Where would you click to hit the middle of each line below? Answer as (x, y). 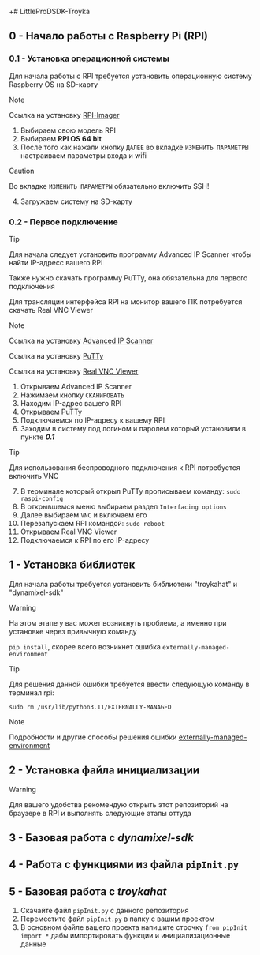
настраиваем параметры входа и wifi (83, 155)
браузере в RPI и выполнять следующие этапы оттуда (100, 813)
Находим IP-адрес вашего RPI (71, 403)
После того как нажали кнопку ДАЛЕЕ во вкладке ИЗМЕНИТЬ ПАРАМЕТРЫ (134, 147)
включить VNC (34, 476)
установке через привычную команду (73, 631)
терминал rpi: (32, 692)
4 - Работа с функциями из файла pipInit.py (124, 865)
